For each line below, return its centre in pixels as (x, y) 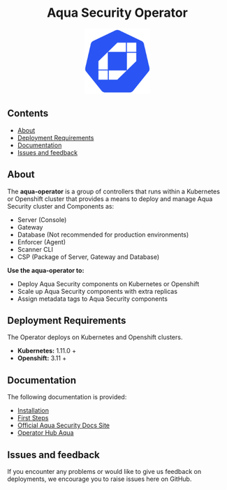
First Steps (33, 418)
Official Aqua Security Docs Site (64, 425)
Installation (33, 410)
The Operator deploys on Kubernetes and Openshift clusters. (95, 337)
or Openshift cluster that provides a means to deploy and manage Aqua (110, 199)
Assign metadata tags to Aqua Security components (92, 299)
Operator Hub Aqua (45, 433)
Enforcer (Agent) (42, 242)
